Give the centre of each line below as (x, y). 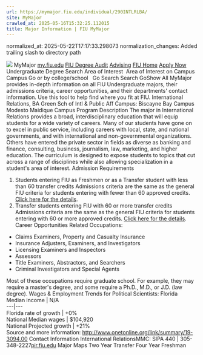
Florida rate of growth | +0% (42, 313)
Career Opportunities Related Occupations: (69, 225)
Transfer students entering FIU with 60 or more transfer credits (94, 206)
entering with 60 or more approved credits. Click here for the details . (101, 218)
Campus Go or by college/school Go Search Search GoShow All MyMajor (99, 78)
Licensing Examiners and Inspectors (60, 250)
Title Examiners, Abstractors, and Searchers (70, 263)
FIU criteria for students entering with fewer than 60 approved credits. (102, 193)
